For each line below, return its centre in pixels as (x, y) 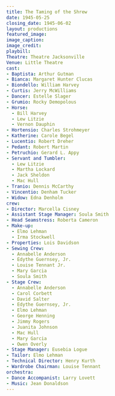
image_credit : (24, 46)
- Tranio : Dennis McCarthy (40, 186)
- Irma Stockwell (33, 237)
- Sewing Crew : (25, 248)
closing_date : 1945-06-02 (39, 23)
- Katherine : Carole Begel (40, 136)
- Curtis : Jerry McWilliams (42, 91)
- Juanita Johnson (35, 327)
